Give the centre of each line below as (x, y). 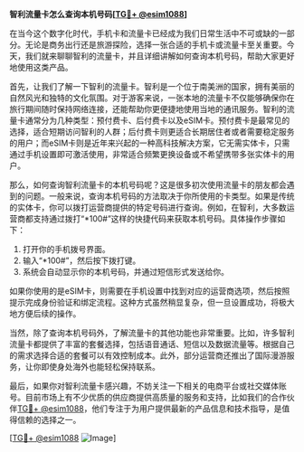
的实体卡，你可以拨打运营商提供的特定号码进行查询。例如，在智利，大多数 (148, 207)
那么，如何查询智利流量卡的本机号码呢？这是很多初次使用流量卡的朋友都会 (148, 185)
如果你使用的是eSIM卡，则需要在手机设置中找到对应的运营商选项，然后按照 (150, 291)
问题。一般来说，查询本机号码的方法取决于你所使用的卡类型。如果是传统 (160, 196)
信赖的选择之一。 (49, 420)
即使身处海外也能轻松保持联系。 (100, 367)
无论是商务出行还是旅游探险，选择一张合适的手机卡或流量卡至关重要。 (156, 45)
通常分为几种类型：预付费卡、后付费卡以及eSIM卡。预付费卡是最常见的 (157, 120)
